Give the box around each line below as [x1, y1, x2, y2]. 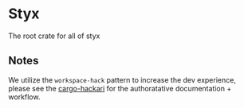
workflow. [8, 92, 41, 102]
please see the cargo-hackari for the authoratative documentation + [8, 83, 232, 93]
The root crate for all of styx [8, 31, 100, 40]
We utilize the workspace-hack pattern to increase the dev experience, [8, 75, 237, 84]
